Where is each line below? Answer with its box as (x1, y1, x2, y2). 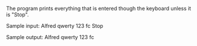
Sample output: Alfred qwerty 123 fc (6, 34, 95, 40)
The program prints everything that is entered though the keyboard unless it (6, 5, 191, 12)
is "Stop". (6, 11, 29, 18)
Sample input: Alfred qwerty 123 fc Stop (6, 23, 104, 29)
